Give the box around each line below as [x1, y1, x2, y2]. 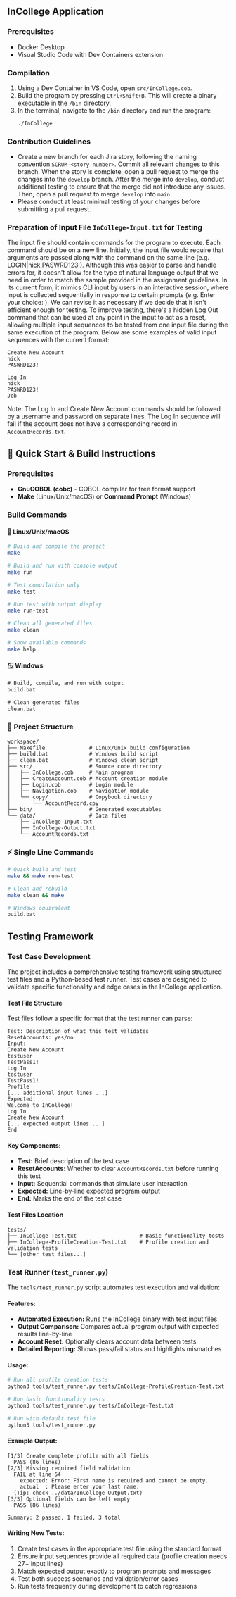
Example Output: [7, 1436, 58, 1446]
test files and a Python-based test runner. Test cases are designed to [7, 975, 207, 983]
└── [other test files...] [7, 1251, 86, 1258]
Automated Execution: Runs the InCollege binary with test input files [17, 1315, 218, 1323]
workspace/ [7, 738, 39, 745]
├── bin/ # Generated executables [7, 806, 162, 813]
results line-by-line [17, 1330, 72, 1339]
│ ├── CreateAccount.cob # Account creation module [7, 775, 169, 782]
